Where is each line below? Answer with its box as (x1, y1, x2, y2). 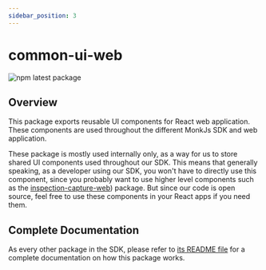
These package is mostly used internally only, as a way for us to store (8, 149, 238, 159)
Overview (8, 95, 58, 109)
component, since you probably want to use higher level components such (8, 175, 254, 185)
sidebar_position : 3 (8, 11, 77, 20)
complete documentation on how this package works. (8, 253, 185, 263)
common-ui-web (8, 46, 123, 64)
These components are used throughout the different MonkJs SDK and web (8, 125, 258, 135)
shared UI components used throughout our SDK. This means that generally (8, 157, 258, 168)
